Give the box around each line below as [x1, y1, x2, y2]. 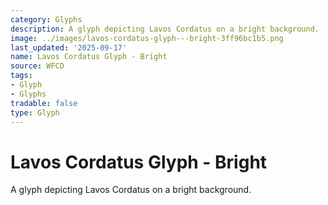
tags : [10, 71, 33, 81]
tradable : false [10, 98, 78, 108]
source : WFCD [10, 61, 65, 71]
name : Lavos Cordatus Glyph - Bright [10, 52, 168, 62]
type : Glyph [10, 107, 60, 118]
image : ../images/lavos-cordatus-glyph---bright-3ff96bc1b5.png [10, 33, 284, 43]
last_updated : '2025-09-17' [10, 42, 128, 53]
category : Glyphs [10, 14, 83, 25]
